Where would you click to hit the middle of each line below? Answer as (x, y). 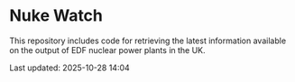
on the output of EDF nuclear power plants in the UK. (107, 50)
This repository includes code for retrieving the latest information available (148, 41)
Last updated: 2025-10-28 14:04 (70, 68)
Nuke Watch (56, 16)
